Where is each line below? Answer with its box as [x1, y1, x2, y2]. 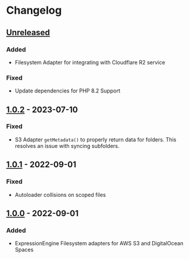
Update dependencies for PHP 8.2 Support [14, 87, 120, 94]
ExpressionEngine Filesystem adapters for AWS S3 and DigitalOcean [14, 240, 184, 247]
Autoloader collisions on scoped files [14, 191, 106, 198]
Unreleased [6, 27, 51, 38]
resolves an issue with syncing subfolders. [14, 142, 120, 149]
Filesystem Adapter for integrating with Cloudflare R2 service [14, 58, 166, 66]
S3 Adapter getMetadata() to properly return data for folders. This [14, 135, 177, 143]
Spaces [14, 246, 34, 254]
